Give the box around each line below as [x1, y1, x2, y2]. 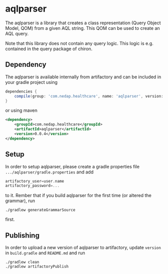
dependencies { [5, 89, 37, 94]
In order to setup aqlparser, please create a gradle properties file [5, 163, 140, 169]
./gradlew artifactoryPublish [5, 264, 69, 269]
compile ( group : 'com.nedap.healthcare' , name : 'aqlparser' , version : [14, 94, 164, 99]
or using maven [5, 107, 38, 114]
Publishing [5, 231, 40, 240]
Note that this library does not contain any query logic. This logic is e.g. [5, 40, 154, 46]
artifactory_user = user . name [5, 178, 65, 184]
